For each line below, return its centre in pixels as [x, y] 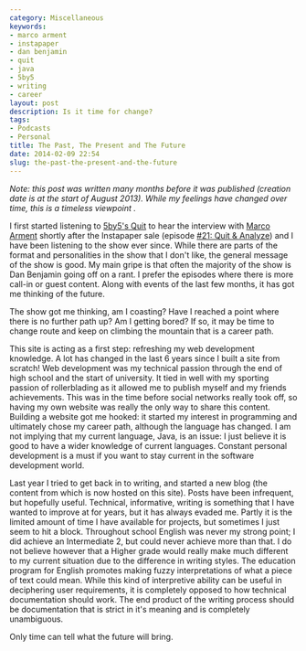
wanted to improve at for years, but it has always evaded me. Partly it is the [151, 512]
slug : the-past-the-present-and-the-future [94, 162]
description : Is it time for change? [81, 112]
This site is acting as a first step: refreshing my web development [132, 348]
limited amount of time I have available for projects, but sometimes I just [145, 521]
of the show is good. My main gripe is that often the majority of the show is [151, 264]
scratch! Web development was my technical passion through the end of [146, 368]
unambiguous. [37, 619]
